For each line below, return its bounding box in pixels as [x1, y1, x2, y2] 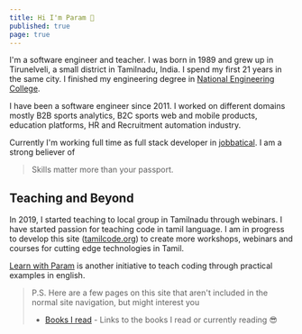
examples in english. [9, 270, 86, 281]
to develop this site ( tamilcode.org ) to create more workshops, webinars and [9, 233, 293, 244]
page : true [9, 30, 50, 39]
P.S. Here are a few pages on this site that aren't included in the [31, 287, 269, 298]
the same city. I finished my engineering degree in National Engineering [9, 74, 275, 85]
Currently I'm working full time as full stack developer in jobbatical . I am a [9, 137, 282, 149]
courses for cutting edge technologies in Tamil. [9, 243, 185, 254]
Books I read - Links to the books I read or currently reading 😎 [44, 314, 278, 325]
